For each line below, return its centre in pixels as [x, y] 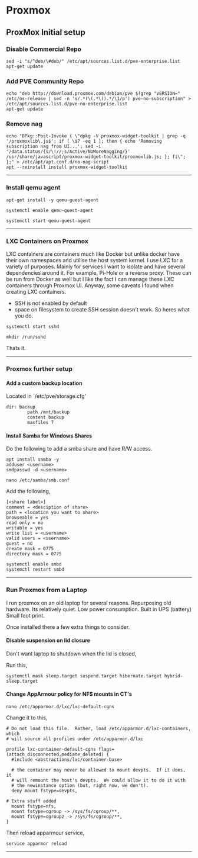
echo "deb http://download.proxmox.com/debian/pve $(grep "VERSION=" [93, 94]
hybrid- [174, 676]
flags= [106, 750]
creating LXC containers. [36, 292]
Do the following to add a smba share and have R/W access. [79, 449]
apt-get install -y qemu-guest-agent [52, 200]
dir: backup [21, 407]
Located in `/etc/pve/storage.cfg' [46, 396]
